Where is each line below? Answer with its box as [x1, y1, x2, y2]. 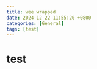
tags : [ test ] [6, 26, 40, 32]
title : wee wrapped [6, 9, 56, 15]
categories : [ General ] [6, 20, 64, 26]
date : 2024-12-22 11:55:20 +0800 [6, 15, 92, 21]
